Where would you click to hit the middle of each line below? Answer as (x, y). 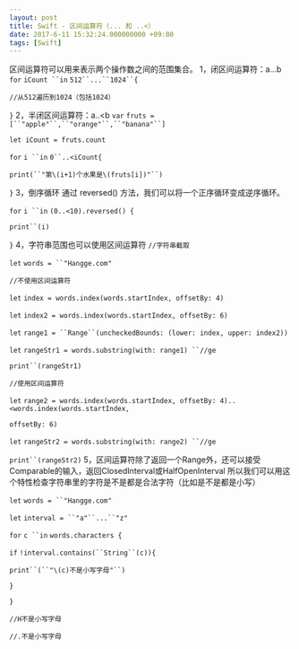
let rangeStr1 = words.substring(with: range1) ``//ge (113, 351)
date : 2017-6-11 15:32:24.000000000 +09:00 (92, 34)
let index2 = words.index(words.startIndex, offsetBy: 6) (119, 316)
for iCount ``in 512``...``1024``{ (74, 80)
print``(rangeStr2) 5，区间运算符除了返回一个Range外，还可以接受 (135, 460)
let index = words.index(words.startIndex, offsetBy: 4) (117, 298)
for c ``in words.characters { (66, 536)
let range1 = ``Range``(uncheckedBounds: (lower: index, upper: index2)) (149, 333)
